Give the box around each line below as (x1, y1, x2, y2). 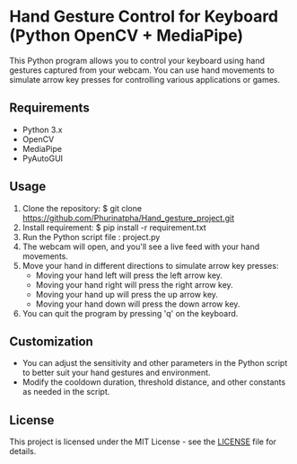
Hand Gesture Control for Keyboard (9, 6, 279, 27)
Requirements (9, 101, 90, 116)
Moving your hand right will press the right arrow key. (35, 279, 233, 290)
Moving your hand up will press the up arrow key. (35, 289, 218, 299)
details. (9, 446, 37, 457)
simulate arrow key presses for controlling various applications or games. (9, 74, 281, 85)
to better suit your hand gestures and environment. (22, 367, 211, 379)
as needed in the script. (22, 387, 110, 397)
